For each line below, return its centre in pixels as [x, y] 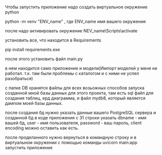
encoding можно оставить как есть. [42, 128]
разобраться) [19, 78]
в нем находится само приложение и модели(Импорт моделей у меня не [81, 68]
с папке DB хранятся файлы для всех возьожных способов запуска [75, 88]
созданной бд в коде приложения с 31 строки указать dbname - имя [76, 118]
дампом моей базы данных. [34, 103]
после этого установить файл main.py [44, 59]
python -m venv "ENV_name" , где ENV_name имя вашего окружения [75, 21]
